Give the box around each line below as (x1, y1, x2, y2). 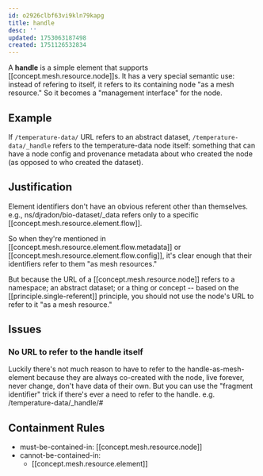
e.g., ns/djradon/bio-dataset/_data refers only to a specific (8, 209, 200, 219)
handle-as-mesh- (187, 364, 245, 374)
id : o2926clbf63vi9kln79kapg (8, 11, 105, 20)
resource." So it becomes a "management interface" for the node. (8, 88, 223, 98)
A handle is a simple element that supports (8, 63, 149, 72)
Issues (8, 323, 42, 336)
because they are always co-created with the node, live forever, (36, 373, 245, 382)
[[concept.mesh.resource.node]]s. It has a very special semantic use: (8, 71, 235, 81)
